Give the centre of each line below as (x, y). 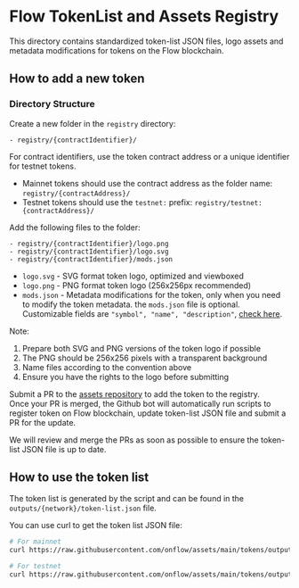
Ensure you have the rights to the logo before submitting (125, 377)
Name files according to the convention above (107, 367)
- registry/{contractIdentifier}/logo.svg (89, 252)
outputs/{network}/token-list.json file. (83, 508)
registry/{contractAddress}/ (76, 194)
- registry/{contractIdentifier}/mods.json (91, 259)
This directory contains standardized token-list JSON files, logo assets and (146, 41)
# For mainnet (36, 542)
